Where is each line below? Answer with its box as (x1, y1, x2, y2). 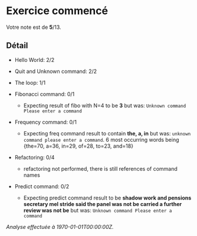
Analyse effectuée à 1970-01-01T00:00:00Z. (6, 223, 114, 230)
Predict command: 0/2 (14, 182, 70, 190)
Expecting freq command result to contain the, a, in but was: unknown (23, 129, 191, 137)
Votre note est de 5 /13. (6, 24, 61, 31)
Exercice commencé (6, 4, 108, 18)
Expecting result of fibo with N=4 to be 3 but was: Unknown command (23, 102, 186, 109)
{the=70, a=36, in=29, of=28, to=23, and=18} (23, 142, 134, 149)
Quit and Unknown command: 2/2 (14, 68, 97, 75)
